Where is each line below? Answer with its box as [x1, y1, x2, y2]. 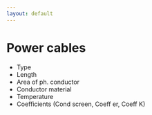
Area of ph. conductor [16, 78, 80, 86]
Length [16, 70, 37, 78]
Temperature [16, 92, 54, 100]
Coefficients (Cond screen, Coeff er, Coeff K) [16, 100, 146, 108]
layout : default [6, 10, 53, 17]
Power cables [6, 39, 86, 55]
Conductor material [16, 85, 72, 94]
